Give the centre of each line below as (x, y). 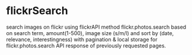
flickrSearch (37, 11)
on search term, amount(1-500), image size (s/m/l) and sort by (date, (90, 33)
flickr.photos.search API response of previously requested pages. (86, 46)
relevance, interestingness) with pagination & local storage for (82, 39)
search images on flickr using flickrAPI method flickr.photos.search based (96, 27)
